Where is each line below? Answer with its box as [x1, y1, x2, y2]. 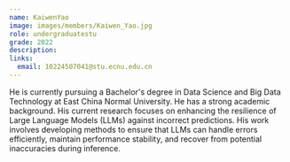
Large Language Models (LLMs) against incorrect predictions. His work [9, 114, 270, 125]
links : [9, 54, 34, 63]
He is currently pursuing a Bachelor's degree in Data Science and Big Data [9, 86, 281, 97]
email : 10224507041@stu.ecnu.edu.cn [17, 63, 153, 72]
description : [9, 46, 58, 55]
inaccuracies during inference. [9, 143, 121, 153]
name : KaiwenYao [9, 12, 69, 22]
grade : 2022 [9, 37, 53, 47]
